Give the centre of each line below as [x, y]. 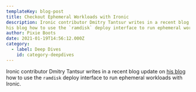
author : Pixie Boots [31, 33]
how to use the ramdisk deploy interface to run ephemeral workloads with [94, 77]
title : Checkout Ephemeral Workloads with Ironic [68, 17]
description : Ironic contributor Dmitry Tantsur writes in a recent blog [98, 22]
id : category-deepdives [45, 55]
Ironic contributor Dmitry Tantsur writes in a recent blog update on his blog [96, 71]
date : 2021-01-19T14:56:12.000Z [45, 38]
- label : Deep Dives [36, 49]
